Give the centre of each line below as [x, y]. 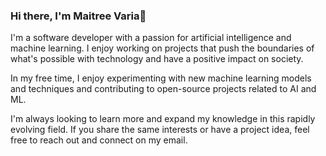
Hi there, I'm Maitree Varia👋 [78, 16]
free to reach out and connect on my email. [99, 140]
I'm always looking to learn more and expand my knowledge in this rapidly [163, 119]
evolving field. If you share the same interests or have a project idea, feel [160, 130]
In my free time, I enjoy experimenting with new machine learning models [161, 78]
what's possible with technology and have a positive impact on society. [157, 59]
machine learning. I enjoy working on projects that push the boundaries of [162, 48]
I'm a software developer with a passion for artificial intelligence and [151, 38]
